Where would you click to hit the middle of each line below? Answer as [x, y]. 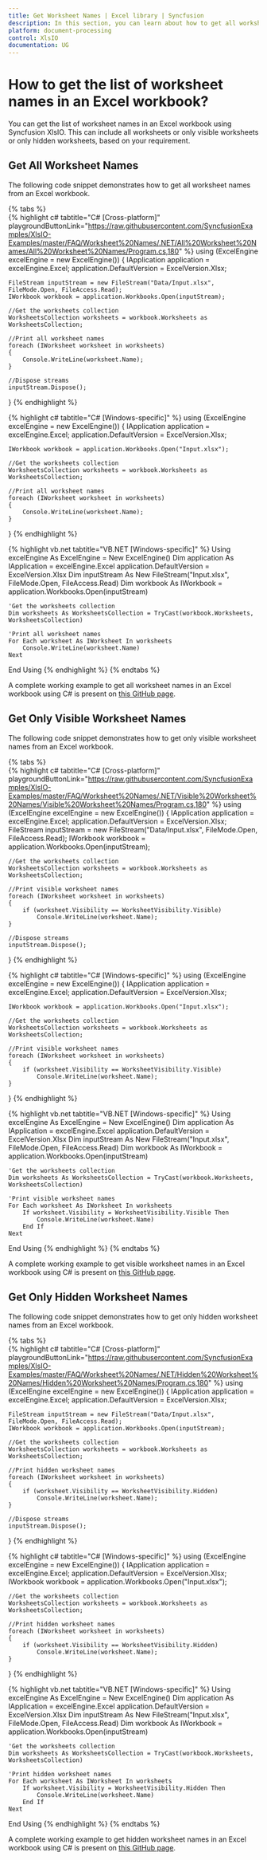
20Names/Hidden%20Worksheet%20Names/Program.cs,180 [108, 1382]
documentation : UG [39, 45]
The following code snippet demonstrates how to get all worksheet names [130, 185]
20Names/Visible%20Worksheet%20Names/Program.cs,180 [108, 804]
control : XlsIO [33, 38]
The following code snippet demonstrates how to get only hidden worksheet [133, 1316]
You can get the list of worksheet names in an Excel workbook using [120, 124]
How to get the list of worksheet [116, 85]
